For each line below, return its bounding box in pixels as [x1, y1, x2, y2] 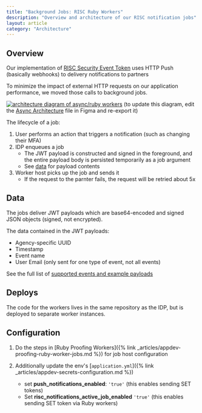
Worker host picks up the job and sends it [15, 169, 120, 176]
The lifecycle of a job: [6, 119, 61, 126]
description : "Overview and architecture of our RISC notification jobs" [6, 15, 197, 21]
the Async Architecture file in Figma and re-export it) [6, 107, 138, 114]
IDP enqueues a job [15, 144, 64, 151]
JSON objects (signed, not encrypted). [6, 216, 103, 223]
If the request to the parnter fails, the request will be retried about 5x [24, 176, 196, 183]
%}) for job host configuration [93, 350, 168, 357]
